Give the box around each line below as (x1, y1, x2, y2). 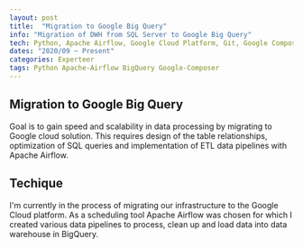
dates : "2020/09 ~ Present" (9, 47, 115, 56)
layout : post (9, 13, 59, 23)
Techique (9, 176, 63, 191)
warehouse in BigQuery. (9, 228, 99, 239)
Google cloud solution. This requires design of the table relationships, (9, 130, 268, 141)
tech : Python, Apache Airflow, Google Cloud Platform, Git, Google (9, 38, 269, 48)
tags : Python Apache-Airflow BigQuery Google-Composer (9, 64, 220, 73)
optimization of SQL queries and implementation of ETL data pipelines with (9, 140, 287, 151)
